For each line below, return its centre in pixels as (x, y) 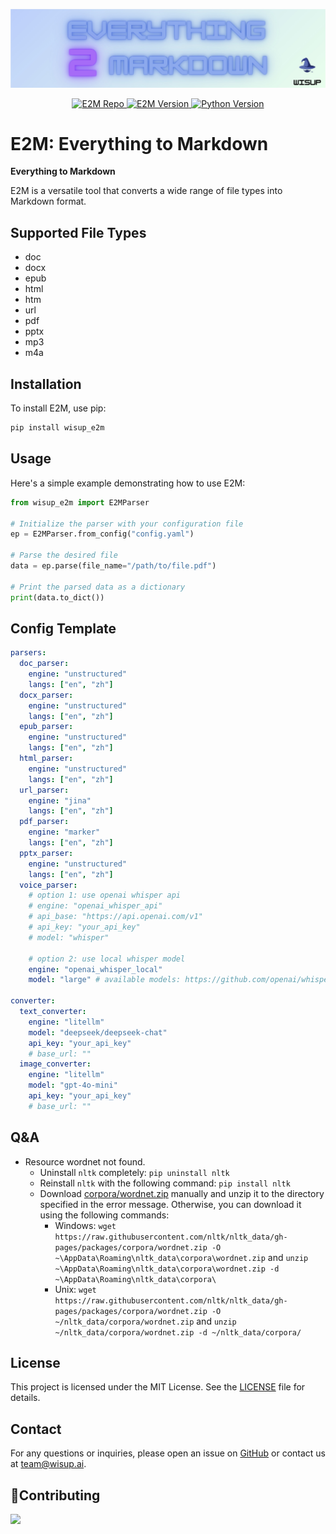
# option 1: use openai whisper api (105, 895)
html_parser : (46, 759)
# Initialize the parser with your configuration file (127, 524)
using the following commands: (104, 1215)
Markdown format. (48, 201)
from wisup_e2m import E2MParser (80, 502)
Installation (46, 384)
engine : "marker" (64, 832)
